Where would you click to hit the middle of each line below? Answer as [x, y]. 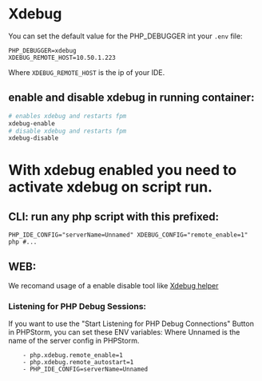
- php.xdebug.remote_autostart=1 [78, 363]
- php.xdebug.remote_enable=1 [73, 355]
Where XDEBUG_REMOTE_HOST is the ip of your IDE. [87, 72]
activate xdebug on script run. [111, 187]
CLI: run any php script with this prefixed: [114, 216]
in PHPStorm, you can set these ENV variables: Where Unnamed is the [124, 332]
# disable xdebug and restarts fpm [67, 131]
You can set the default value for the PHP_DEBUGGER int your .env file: [125, 36]
